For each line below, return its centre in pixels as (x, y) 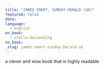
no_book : (14, 42)
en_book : (14, 33)
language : (15, 24)
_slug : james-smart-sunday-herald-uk (44, 47)
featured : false (22, 14)
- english (20, 28)
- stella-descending (31, 38)
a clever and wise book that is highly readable (52, 61)
